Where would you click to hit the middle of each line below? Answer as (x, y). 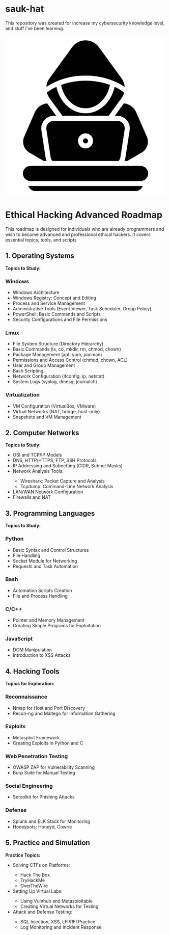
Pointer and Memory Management (49, 620)
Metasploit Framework (36, 737)
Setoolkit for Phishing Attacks (44, 797)
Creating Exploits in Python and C (48, 743)
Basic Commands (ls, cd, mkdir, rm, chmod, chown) (67, 349)
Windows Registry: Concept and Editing (54, 298)
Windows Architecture (36, 292)
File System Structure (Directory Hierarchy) (58, 344)
